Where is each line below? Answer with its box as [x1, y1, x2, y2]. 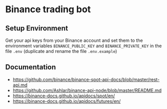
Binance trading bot [5, 4, 91, 15]
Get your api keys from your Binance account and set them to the [5, 37, 143, 43]
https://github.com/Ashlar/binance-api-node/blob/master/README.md [12, 87, 162, 93]
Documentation [5, 63, 56, 72]
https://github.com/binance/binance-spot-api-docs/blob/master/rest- [12, 76, 160, 83]
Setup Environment [5, 24, 68, 33]
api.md [12, 81, 28, 88]
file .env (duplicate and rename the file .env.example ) [5, 48, 117, 54]
